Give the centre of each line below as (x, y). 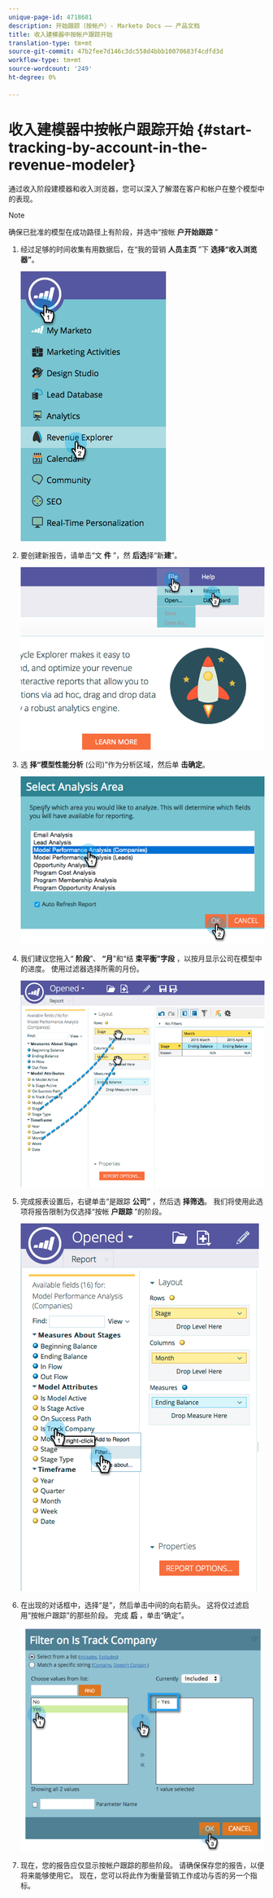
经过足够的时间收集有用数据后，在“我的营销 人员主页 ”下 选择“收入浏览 (139, 249)
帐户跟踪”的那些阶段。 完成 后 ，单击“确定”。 (113, 1615)
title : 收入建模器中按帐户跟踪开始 (61, 34)
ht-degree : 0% (32, 77)
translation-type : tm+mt (50, 43)
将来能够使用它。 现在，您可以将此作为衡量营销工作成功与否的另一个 (135, 1876)
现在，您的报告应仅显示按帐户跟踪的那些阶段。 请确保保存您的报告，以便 (142, 1865)
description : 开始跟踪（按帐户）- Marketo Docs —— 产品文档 (104, 26)
